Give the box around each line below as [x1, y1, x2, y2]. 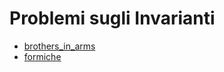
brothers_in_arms [23, 40, 96, 52]
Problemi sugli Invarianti [9, 7, 216, 30]
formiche [23, 50, 62, 62]
